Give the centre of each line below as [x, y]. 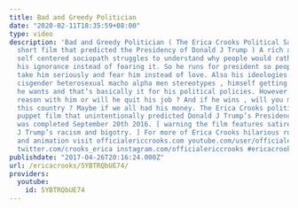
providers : [29, 173]
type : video [31, 34]
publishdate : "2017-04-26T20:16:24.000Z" [87, 157]
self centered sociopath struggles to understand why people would [145, 58]
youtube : [33, 182]
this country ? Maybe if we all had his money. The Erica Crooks [141, 108]
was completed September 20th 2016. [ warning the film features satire [154, 125]
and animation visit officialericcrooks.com [101, 141]
